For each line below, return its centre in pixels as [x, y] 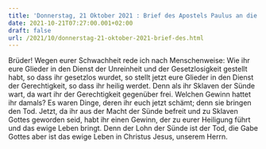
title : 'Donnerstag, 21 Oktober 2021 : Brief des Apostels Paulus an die [133, 16]
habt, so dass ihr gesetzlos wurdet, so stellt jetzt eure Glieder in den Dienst [131, 77]
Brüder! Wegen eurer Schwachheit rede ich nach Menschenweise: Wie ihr [129, 61]
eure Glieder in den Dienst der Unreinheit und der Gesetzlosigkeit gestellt [128, 69]
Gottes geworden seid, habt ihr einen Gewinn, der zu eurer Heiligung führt [129, 120]
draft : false [30, 30]
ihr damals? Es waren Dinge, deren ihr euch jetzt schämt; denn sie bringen [130, 103]
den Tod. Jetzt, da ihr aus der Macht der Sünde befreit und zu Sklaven [123, 112]
